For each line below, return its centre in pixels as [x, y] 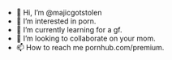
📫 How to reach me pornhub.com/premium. [90, 47]
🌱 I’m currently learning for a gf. [69, 30]
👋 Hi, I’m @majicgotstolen [59, 13]
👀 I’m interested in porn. [56, 21]
